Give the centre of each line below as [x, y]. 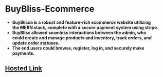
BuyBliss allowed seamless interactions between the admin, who [79, 32]
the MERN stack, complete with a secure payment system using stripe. [85, 27]
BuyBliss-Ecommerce [50, 9]
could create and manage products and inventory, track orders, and [82, 38]
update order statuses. [36, 43]
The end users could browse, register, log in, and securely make [78, 48]
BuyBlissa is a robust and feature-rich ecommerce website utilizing [81, 22]
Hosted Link [24, 69]
